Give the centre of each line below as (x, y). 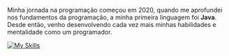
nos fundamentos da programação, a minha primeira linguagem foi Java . (112, 17)
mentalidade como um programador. (60, 32)
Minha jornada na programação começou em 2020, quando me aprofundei (115, 10)
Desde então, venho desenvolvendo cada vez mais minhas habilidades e (112, 25)
